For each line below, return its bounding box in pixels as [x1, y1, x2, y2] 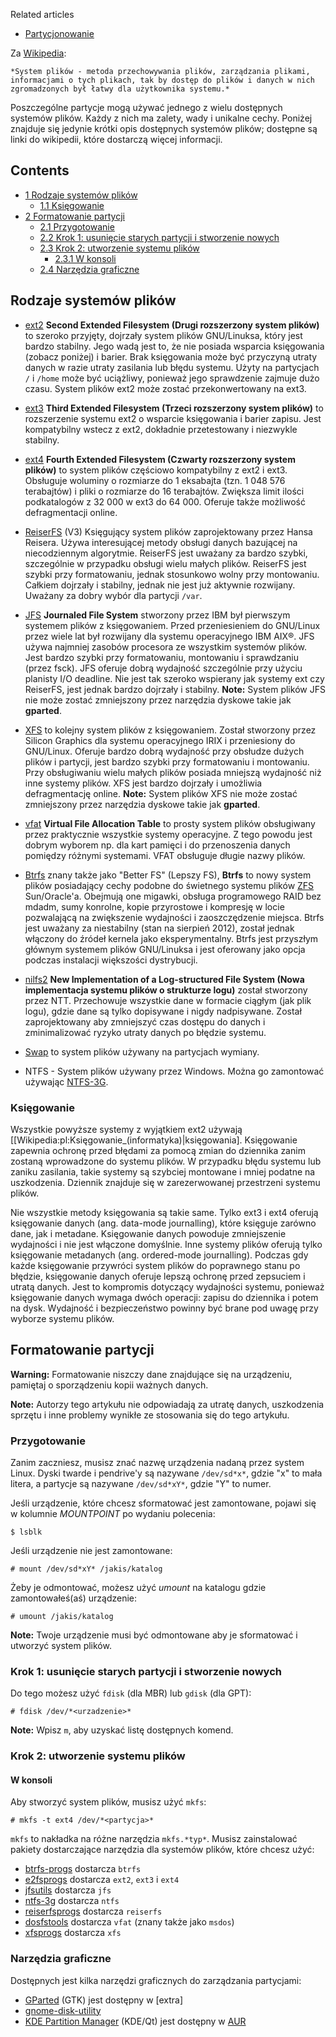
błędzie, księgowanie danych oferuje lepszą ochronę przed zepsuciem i [10, 1270, 306, 1282]
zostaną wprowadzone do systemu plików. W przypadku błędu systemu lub [10, 1155, 322, 1167]
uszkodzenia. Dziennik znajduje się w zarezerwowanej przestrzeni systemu [10, 1176, 321, 1188]
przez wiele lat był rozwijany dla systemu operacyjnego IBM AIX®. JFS [24, 630, 315, 642]
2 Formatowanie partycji [24, 210, 125, 222]
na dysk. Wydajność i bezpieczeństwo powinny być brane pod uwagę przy [10, 1302, 319, 1314]
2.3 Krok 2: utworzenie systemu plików [39, 242, 200, 254]
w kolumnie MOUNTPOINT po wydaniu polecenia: [10, 1508, 216, 1520]
